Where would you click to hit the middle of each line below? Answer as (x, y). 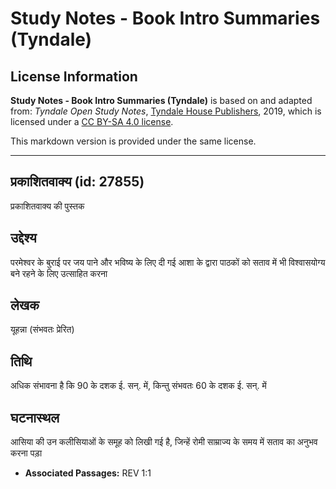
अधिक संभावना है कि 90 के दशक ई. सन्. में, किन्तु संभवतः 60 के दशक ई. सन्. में (138, 386)
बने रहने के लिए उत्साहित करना (59, 273)
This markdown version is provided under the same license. (133, 141)
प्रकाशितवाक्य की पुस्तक (47, 206)
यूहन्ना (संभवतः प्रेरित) (42, 329)
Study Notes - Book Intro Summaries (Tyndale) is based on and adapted (161, 100)
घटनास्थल (35, 417)
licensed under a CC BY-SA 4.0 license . (92, 121)
